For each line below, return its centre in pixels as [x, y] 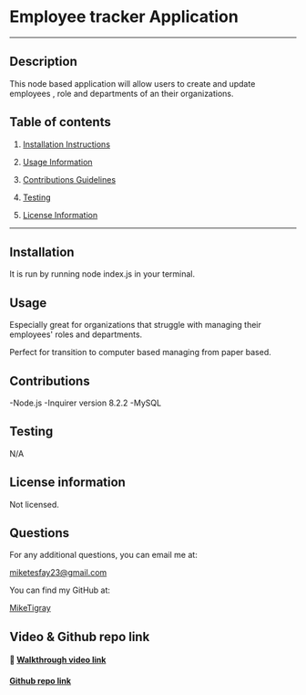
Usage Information [57, 162]
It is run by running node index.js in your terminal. [102, 274]
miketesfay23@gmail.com [58, 573]
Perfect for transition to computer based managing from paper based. [140, 353]
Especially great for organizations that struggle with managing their [135, 325]
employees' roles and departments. [76, 334]
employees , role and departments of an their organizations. [122, 93]
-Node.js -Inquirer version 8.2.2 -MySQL [86, 403]
